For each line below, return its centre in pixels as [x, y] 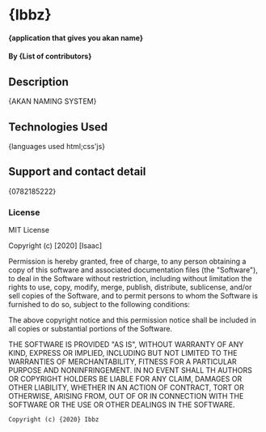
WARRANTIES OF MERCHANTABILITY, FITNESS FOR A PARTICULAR [122, 361]
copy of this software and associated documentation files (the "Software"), [133, 270]
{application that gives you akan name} [76, 37]
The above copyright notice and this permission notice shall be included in [132, 320]
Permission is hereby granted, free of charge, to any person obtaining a [127, 262]
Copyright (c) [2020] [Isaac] [55, 246]
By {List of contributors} [50, 56]
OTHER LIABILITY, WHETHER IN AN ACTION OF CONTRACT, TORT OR [126, 387]
